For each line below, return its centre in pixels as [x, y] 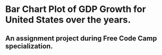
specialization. [29, 46]
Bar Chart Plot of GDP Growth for [76, 9]
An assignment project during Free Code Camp [81, 38]
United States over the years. [68, 20]
